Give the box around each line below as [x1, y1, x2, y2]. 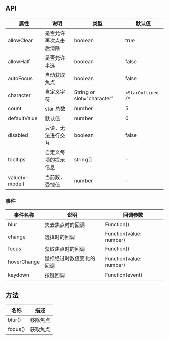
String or [74, 88, 95, 95]
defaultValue [8, 115, 38, 122]
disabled [8, 131, 28, 138]
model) [8, 180, 25, 187]
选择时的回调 [44, 234, 75, 241]
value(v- [8, 174, 29, 181]
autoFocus [8, 75, 33, 82]
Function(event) [105, 272, 143, 279]
